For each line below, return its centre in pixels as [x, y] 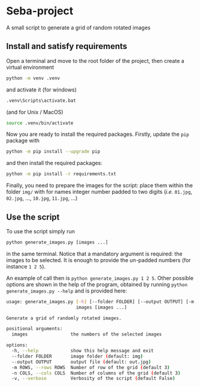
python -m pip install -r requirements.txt [61, 174]
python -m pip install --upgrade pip [53, 152]
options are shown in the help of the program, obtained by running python [97, 284]
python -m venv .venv [33, 78]
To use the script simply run [40, 231]
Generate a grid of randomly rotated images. [64, 318]
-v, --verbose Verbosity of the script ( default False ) [93, 379]
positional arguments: [34, 329]
